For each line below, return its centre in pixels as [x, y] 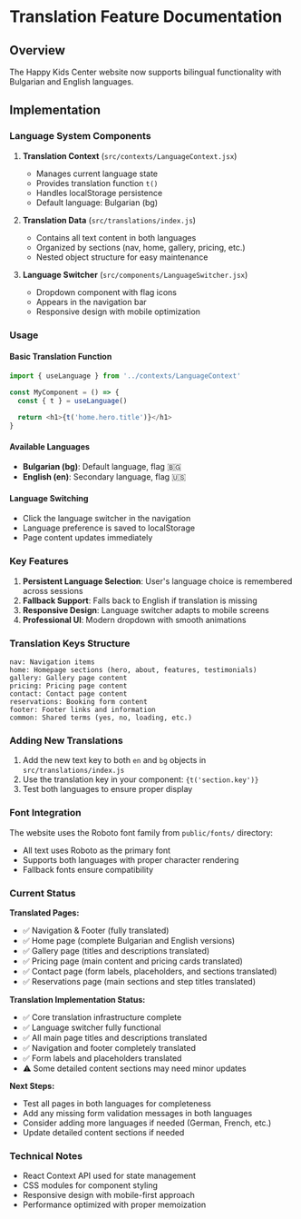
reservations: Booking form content [78, 702]
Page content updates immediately [87, 538]
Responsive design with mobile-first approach [108, 1195]
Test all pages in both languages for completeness [117, 1103]
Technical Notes [46, 1155]
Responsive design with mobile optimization [118, 312]
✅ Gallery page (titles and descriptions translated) [116, 950]
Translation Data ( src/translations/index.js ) [109, 220]
